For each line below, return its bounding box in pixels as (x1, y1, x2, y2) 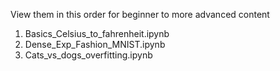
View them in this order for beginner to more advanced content (10, 9, 270, 20)
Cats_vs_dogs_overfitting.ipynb (24, 49, 153, 61)
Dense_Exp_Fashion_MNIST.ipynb (24, 39, 166, 50)
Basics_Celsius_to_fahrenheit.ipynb (24, 28, 170, 39)
